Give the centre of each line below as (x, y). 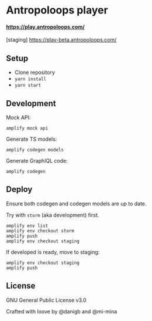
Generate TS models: (32, 139)
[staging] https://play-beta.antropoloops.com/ (61, 40)
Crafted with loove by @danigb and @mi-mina (62, 311)
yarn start (28, 86)
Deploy (19, 189)
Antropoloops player (57, 10)
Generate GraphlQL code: (37, 161)
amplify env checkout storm (40, 231)
